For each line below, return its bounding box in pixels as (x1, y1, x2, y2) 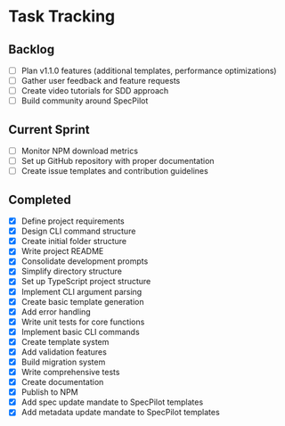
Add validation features (20, 346, 108, 357)
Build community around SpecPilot (20, 95, 149, 106)
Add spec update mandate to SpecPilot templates (20, 397, 204, 407)
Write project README (20, 246, 104, 257)
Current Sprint (8, 122, 90, 137)
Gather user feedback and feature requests (20, 76, 181, 86)
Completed (8, 192, 72, 207)
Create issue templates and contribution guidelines (20, 166, 208, 176)
